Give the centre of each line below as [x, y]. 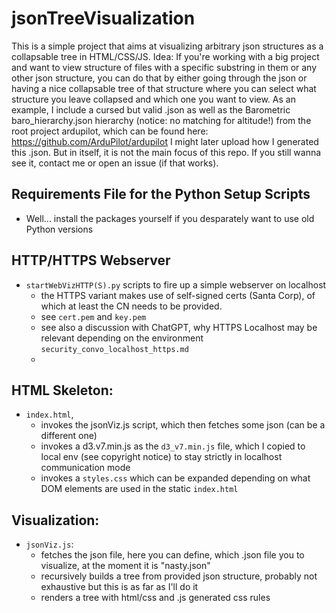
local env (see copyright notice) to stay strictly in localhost [161, 457]
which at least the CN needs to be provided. [131, 306]
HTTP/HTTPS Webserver [91, 260]
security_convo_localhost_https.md [114, 349]
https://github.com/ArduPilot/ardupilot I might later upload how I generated [165, 141]
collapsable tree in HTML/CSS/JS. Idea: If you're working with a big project [165, 56]
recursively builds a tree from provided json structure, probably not [179, 576]
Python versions [59, 229]
